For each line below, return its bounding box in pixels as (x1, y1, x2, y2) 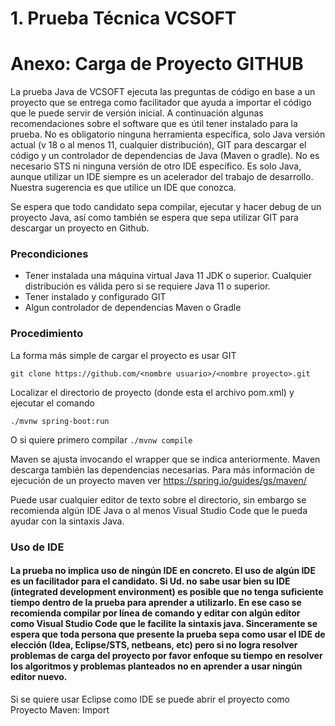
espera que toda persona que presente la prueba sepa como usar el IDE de (10, 628, 326, 641)
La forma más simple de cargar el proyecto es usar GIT (10, 349, 237, 361)
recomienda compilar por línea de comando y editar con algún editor (10, 607, 301, 619)
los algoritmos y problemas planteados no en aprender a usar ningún (10, 660, 303, 672)
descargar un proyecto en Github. (10, 222, 150, 234)
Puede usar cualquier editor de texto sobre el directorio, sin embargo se (10, 493, 307, 506)
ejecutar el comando (10, 397, 95, 409)
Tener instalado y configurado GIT (24, 291, 167, 303)
